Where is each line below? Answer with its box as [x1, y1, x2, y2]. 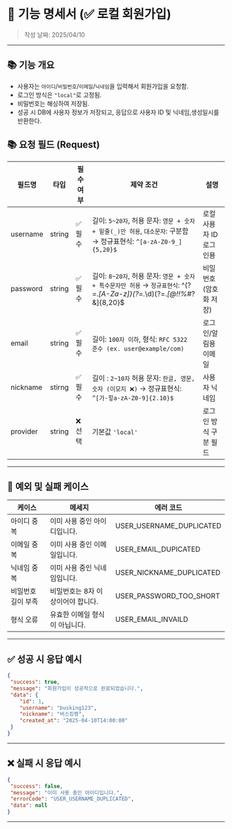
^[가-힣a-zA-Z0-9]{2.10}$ [92, 394, 174, 402]
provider [10, 427, 38, 436]
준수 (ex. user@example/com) [92, 344, 184, 353]
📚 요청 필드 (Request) [7, 139, 100, 151]
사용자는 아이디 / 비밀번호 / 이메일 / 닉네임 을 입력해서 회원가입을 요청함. [17, 82, 188, 90]
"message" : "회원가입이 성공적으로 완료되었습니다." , [10, 685, 144, 692]
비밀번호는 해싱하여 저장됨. [17, 99, 90, 107]
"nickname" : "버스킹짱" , [19, 711, 85, 717]
